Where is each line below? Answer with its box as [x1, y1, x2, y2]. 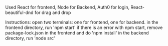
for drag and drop [34, 9, 71, 15]
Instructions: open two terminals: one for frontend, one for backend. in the [5, 19, 158, 25]
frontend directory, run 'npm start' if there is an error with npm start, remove [5, 24, 163, 30]
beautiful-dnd [5, 9, 34, 15]
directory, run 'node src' [5, 35, 55, 41]
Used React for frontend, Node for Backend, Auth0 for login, [5, 4, 129, 10]
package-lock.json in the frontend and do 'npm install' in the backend [5, 30, 149, 35]
